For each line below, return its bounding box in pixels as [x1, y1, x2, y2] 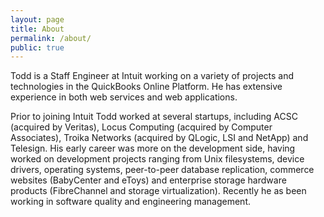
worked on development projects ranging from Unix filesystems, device [10, 153, 305, 165]
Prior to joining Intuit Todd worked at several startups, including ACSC [10, 111, 298, 123]
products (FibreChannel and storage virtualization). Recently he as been [10, 185, 307, 197]
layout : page [10, 14, 65, 25]
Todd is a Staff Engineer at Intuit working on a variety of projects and [10, 70, 295, 82]
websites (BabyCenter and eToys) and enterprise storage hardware [10, 174, 287, 186]
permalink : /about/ [10, 33, 92, 43]
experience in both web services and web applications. [10, 91, 238, 103]
